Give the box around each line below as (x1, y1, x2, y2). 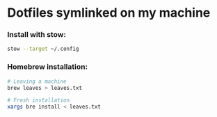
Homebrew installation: (7, 62, 88, 72)
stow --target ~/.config (7, 45, 79, 53)
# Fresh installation (7, 97, 70, 104)
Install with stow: (7, 30, 66, 40)
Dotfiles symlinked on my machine (7, 5, 211, 21)
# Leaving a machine (7, 78, 67, 85)
